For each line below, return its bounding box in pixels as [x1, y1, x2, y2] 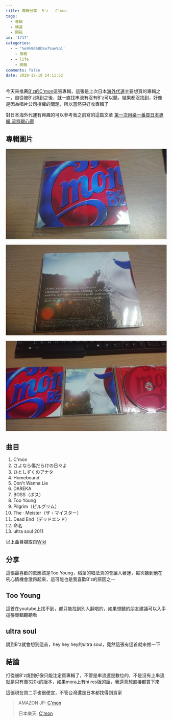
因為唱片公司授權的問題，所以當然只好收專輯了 [10, 101, 109, 107]
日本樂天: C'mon [18, 710, 53, 716]
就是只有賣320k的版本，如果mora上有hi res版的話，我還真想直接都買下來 [6, 679, 160, 685]
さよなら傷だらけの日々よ [13, 462, 67, 469]
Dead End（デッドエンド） [13, 516, 70, 522]
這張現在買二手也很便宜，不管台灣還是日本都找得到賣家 [6, 689, 122, 695]
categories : [6, 41, 31, 46]
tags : [6, 13, 17, 19]
